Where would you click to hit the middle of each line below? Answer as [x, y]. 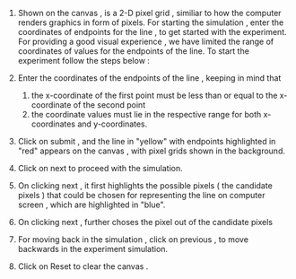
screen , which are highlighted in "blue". [91, 205]
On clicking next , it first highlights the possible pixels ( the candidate [145, 186]
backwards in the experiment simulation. [93, 249]
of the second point [109, 105]
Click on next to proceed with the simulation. [100, 168]
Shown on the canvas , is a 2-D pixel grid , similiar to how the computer [149, 13]
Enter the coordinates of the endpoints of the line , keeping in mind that [149, 78]
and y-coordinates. [113, 124]
